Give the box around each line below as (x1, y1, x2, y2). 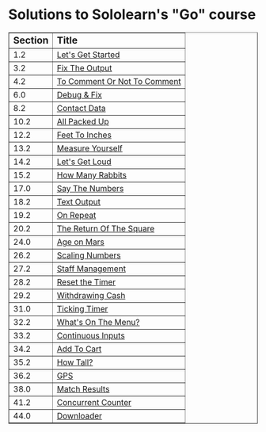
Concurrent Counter (56, 396, 132, 407)
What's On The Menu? (56, 316, 140, 327)
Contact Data (56, 102, 106, 113)
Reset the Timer (56, 276, 116, 287)
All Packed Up (56, 116, 109, 127)
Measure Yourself (56, 143, 123, 154)
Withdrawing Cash (56, 289, 126, 300)
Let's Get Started (56, 49, 120, 60)
